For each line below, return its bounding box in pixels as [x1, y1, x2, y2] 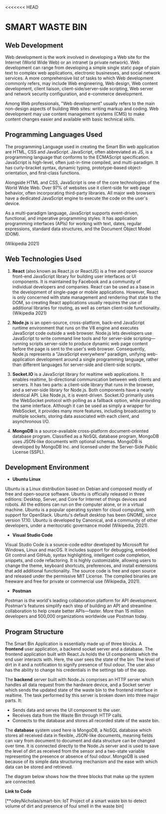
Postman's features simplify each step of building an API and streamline [5, 603, 152, 609]
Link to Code [5, 788, 32, 794]
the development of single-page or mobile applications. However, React [12, 289, 159, 295]
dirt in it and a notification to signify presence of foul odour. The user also [5, 662, 155, 668]
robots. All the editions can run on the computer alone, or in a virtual [5, 501, 144, 508]
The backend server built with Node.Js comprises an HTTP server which [5, 677, 154, 683]
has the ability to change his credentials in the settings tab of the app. [5, 667, 147, 673]
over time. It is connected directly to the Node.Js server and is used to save [5, 743, 159, 749]
